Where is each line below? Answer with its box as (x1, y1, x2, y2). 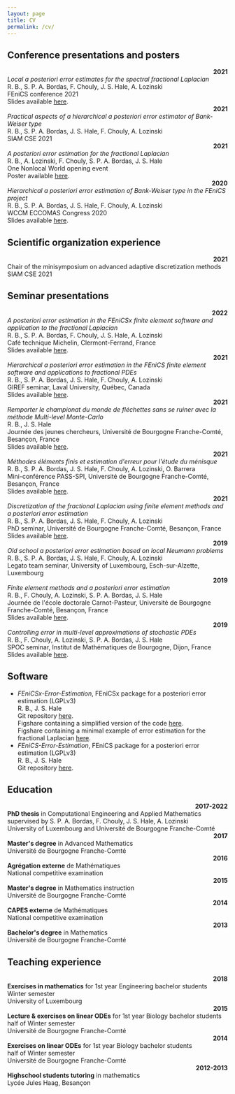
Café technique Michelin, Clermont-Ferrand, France (7, 338, 156, 347)
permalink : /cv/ (7, 23, 55, 30)
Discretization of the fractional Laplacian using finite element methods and (7, 501, 224, 510)
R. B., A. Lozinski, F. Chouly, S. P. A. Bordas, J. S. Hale (7, 157, 163, 165)
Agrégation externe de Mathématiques (7, 861, 121, 870)
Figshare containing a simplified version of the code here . (17, 719, 184, 727)
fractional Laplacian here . (17, 733, 91, 742)
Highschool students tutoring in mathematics (7, 1071, 141, 1080)
